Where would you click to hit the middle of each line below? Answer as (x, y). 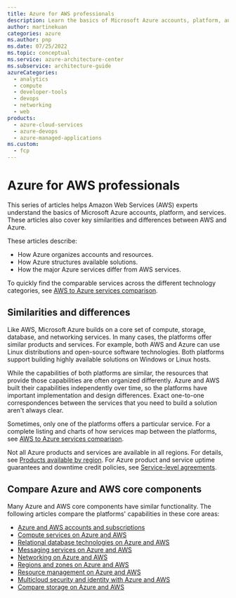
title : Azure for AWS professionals (61, 14)
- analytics (31, 79)
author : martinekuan (38, 27)
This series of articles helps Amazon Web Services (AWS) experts (103, 205)
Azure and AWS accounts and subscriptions (81, 527)
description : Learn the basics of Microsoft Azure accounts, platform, (114, 20)
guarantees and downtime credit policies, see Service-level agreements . (112, 467)
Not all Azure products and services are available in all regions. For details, (115, 452)
